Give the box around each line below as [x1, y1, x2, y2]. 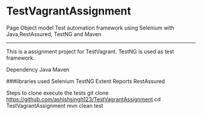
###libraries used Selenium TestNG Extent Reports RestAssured [6, 77, 165, 85]
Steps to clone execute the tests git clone [6, 89, 109, 96]
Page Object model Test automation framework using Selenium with [6, 24, 174, 31]
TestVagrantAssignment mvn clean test [6, 102, 103, 109]
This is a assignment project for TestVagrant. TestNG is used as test [6, 48, 174, 55]
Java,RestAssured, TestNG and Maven [6, 30, 102, 37]
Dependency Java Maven [6, 66, 70, 73]
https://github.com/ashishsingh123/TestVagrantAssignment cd [6, 95, 161, 103]
